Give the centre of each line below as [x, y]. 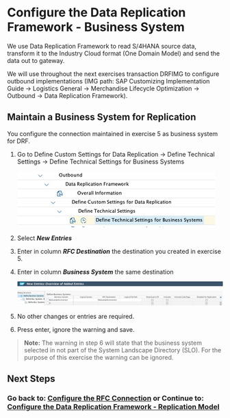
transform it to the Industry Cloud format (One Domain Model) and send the [114, 53]
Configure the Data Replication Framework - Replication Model [113, 407]
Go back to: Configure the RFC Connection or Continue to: [105, 398]
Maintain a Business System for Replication [102, 117]
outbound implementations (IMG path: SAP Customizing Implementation [108, 81]
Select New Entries [44, 238]
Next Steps [31, 379]
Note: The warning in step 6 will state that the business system [113, 343]
